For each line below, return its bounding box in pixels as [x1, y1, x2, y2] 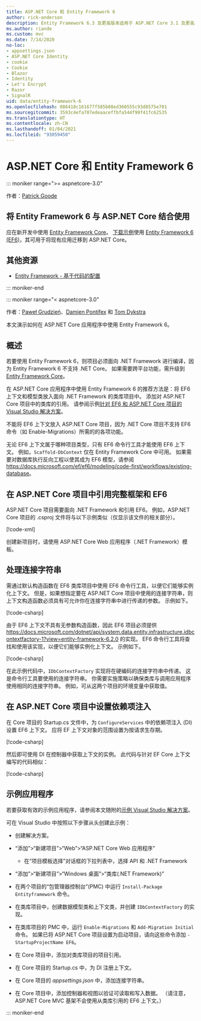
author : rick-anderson [6, 14, 63, 20]
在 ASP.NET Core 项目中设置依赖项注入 [6, 701, 151, 712]
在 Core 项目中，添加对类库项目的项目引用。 [14, 951, 124, 959]
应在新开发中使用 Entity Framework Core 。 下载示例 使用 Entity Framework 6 [6, 228, 194, 236]
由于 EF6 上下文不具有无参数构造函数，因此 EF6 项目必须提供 [6, 621, 157, 629]
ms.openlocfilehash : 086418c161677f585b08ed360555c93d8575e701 [6, 103, 167, 110]
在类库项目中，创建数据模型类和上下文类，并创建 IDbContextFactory [14, 903, 183, 910]
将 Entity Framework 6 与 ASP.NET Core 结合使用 [6, 212, 190, 222]
